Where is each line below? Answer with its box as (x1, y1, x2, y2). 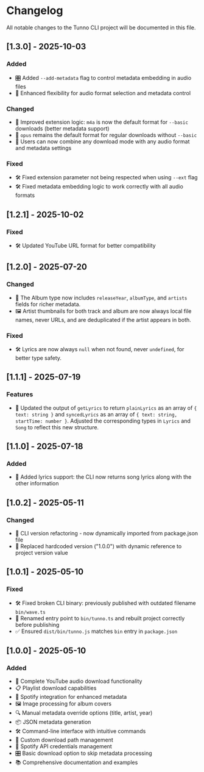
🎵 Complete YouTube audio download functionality (15, 677, 142, 685)
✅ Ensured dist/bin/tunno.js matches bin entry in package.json (15, 627, 178, 635)
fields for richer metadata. (15, 300, 81, 308)
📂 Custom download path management (15, 736, 114, 744)
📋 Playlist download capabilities (15, 684, 97, 692)
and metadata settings (15, 144, 72, 151)
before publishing (15, 621, 60, 628)
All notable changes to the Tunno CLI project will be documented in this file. (6, 24, 196, 31)
